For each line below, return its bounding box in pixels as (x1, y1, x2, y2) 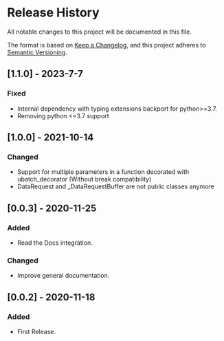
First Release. (16, 327, 56, 335)
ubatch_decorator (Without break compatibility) (16, 175, 152, 184)
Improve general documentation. (16, 272, 110, 280)
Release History (7, 5, 100, 21)
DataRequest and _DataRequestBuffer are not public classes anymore (16, 182, 214, 190)
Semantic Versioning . (7, 48, 67, 56)
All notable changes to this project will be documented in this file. (7, 27, 192, 36)
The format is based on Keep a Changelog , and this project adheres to (7, 41, 206, 49)
